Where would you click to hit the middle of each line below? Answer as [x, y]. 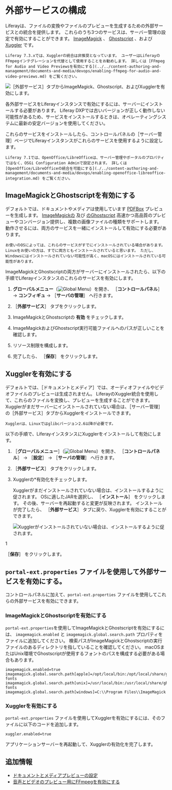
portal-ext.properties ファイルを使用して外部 [79, 572]
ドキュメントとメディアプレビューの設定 [55, 775]
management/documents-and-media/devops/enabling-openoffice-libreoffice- [86, 173]
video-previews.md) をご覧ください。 [42, 76]
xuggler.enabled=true [28, 734]
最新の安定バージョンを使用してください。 [63, 123]
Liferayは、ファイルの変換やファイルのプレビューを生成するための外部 [80, 26]
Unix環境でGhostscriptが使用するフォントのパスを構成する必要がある [87, 653]
